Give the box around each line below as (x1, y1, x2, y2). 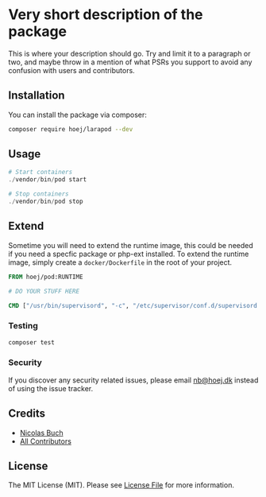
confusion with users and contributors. (8, 65, 135, 75)
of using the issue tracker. (8, 383, 94, 393)
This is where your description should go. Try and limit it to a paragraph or (8, 49, 252, 58)
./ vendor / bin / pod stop (8, 197, 83, 206)
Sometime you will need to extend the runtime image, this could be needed (8, 240, 254, 250)
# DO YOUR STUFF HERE (8, 287, 80, 295)
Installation (8, 89, 65, 103)
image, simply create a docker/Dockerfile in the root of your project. (8, 257, 233, 267)
